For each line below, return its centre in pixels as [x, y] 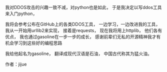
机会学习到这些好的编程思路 [34, 43]
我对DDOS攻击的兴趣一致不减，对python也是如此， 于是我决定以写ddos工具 [83, 7]
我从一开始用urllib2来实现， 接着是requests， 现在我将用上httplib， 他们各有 [84, 30]
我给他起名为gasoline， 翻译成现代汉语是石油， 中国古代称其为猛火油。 [79, 53]
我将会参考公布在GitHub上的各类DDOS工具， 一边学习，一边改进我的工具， [83, 24]
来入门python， [21, 13]
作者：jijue [16, 64]
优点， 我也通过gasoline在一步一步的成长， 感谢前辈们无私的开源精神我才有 [83, 37]
